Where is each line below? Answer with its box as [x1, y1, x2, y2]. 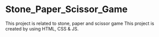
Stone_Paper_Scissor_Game [5, 4, 128, 15]
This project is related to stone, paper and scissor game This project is [5, 20, 154, 26]
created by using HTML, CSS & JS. [5, 25, 79, 31]
